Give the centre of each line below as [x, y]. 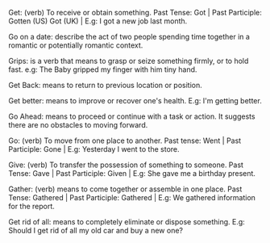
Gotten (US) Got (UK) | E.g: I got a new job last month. [98, 21]
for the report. [31, 206]
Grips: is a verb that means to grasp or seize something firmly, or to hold [129, 61]
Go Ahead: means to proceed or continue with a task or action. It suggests [132, 116]
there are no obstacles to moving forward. [78, 125]
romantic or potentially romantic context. [76, 45]
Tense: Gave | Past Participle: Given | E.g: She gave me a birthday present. [132, 173]
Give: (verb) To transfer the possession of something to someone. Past [126, 165]
